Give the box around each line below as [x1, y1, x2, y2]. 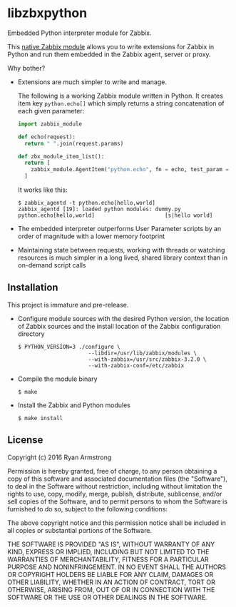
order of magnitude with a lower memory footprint [17, 232, 165, 240]
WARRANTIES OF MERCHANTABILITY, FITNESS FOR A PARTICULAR [7, 555, 209, 563]
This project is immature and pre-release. [7, 300, 129, 309]
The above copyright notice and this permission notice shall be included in [7, 519, 226, 527]
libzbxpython [7, 5, 88, 21]
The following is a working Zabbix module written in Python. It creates [17, 91, 223, 100]
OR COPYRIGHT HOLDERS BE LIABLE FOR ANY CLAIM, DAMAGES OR [7, 570, 214, 578]
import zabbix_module [17, 120, 82, 128]
